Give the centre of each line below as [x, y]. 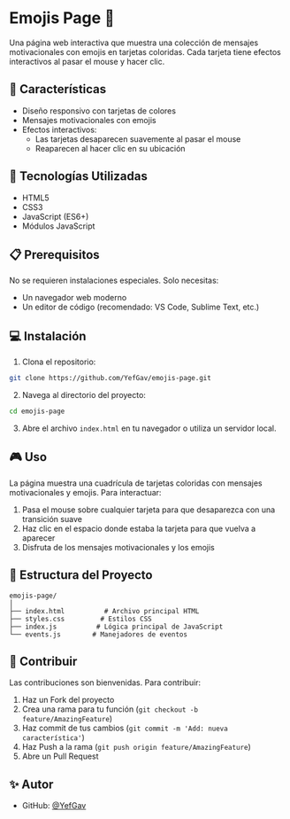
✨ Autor [31, 784]
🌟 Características [58, 89]
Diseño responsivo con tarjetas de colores [99, 111]
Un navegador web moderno [74, 298]
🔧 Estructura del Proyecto [81, 575]
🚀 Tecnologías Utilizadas [78, 176]
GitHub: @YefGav [54, 806]
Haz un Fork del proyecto [68, 700]
